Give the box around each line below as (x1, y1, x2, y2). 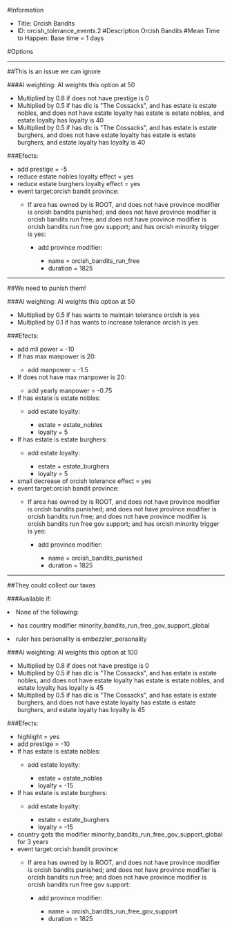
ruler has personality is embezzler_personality (16, 635, 147, 643)
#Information (7, 6, 44, 14)
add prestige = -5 (17, 165, 68, 173)
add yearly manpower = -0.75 (27, 387, 113, 394)
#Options (7, 48, 34, 55)
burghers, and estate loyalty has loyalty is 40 (17, 138, 146, 146)
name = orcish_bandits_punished (48, 554, 143, 562)
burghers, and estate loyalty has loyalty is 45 (17, 706, 145, 713)
